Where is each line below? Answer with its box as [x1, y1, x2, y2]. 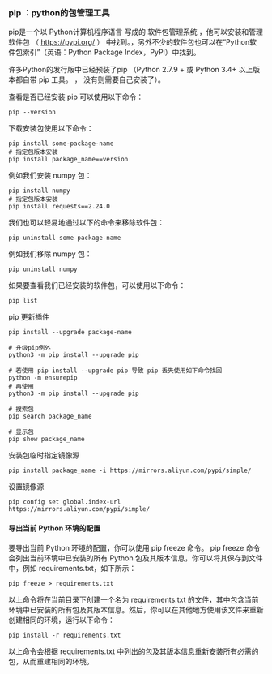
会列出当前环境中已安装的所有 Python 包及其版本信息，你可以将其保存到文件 [8, 553, 263, 563]
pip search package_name [8, 412, 92, 421]
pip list [8, 297, 38, 305]
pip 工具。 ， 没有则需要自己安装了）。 [38, 75, 166, 84]
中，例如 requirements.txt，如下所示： [8, 563, 137, 573]
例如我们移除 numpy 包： [8, 249, 92, 259]
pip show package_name [8, 436, 85, 444]
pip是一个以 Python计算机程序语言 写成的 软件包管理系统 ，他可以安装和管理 [8, 27, 263, 37]
